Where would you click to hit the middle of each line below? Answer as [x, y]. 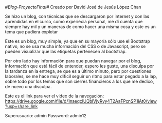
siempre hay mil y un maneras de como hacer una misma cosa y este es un [81, 27]
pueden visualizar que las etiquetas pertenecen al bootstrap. [66, 51]
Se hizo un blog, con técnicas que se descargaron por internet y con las [77, 16]
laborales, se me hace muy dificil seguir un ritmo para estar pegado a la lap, [81, 76]
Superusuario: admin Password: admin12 [46, 115]
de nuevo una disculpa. [28, 86]
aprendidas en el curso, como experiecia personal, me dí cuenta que [74, 22]
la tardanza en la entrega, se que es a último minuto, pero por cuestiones [78, 71]
